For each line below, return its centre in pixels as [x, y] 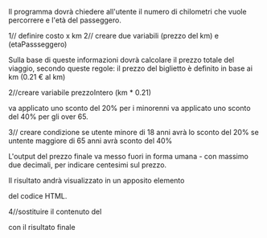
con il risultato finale [42, 227]
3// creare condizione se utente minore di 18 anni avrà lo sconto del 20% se [133, 132]
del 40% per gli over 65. [48, 117]
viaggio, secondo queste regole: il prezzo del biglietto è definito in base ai [131, 68]
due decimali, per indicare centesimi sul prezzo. [88, 165]
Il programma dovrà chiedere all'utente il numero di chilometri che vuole [127, 12]
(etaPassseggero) [38, 44]
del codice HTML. [38, 196]
